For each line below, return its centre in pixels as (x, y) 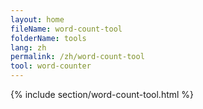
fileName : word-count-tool (66, 29)
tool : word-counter (51, 66)
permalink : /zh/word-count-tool (77, 57)
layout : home (37, 19)
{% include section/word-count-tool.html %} (102, 94)
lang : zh (28, 47)
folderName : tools (48, 38)
